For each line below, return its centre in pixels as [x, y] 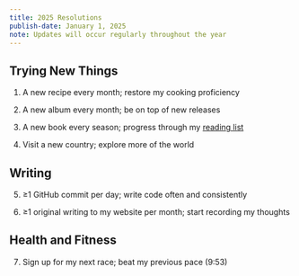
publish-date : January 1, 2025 [68, 26]
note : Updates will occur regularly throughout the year [118, 34]
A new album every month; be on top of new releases [121, 110]
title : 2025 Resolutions [56, 18]
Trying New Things [64, 71]
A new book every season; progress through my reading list [133, 128]
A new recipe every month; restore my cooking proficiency [131, 93]
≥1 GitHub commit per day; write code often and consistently [135, 195]
